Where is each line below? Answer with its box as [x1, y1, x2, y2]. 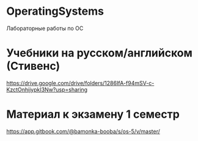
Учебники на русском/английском [6, 46, 193, 60]
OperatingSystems [6, 4, 104, 18]
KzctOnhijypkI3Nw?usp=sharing [6, 86, 87, 93]
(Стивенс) [6, 59, 61, 73]
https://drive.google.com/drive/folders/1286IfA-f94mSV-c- [6, 79, 155, 86]
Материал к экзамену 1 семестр [6, 107, 180, 121]
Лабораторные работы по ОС [6, 25, 84, 32]
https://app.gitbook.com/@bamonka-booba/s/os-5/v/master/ [6, 128, 160, 135]
